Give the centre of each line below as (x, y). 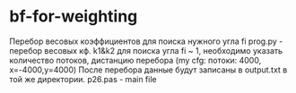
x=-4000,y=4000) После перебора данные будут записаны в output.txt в (148, 70)
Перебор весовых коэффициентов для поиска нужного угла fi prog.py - (146, 41)
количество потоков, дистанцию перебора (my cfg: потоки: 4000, (135, 60)
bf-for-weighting (74, 17)
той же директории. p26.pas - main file (83, 79)
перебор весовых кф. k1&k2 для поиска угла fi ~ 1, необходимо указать (146, 50)
